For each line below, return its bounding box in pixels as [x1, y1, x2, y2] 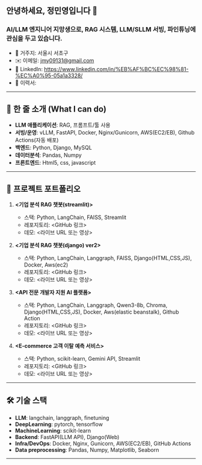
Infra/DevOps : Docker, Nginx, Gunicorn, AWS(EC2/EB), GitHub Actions [14, 440, 191, 448]
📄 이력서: [14, 79, 37, 86]
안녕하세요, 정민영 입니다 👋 [6, 5, 98, 16]
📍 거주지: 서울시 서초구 [14, 49, 69, 56]
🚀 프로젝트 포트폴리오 [6, 183, 81, 194]
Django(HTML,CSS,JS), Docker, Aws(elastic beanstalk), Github [23, 308, 179, 315]
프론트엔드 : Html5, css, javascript [14, 159, 96, 166]
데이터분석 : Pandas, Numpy [14, 151, 82, 159]
